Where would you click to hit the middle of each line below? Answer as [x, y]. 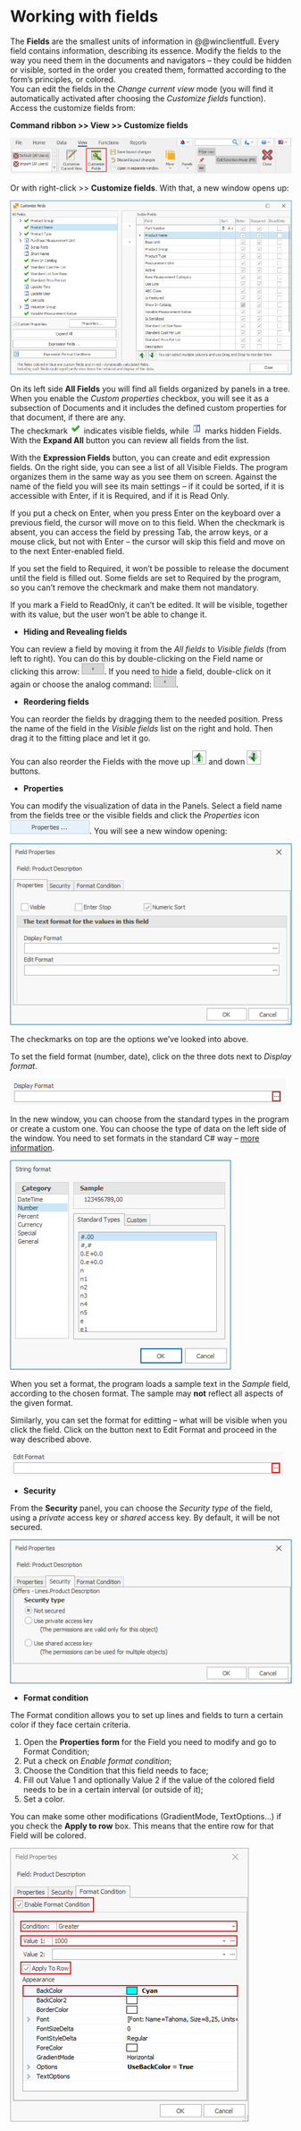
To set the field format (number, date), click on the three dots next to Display [151, 1057]
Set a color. [44, 1799]
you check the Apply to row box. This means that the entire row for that [142, 1826]
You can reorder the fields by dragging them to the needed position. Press [147, 719]
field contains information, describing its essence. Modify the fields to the [146, 50]
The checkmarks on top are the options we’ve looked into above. [130, 1040]
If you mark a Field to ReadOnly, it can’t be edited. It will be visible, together [149, 604]
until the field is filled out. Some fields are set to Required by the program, [146, 578]
